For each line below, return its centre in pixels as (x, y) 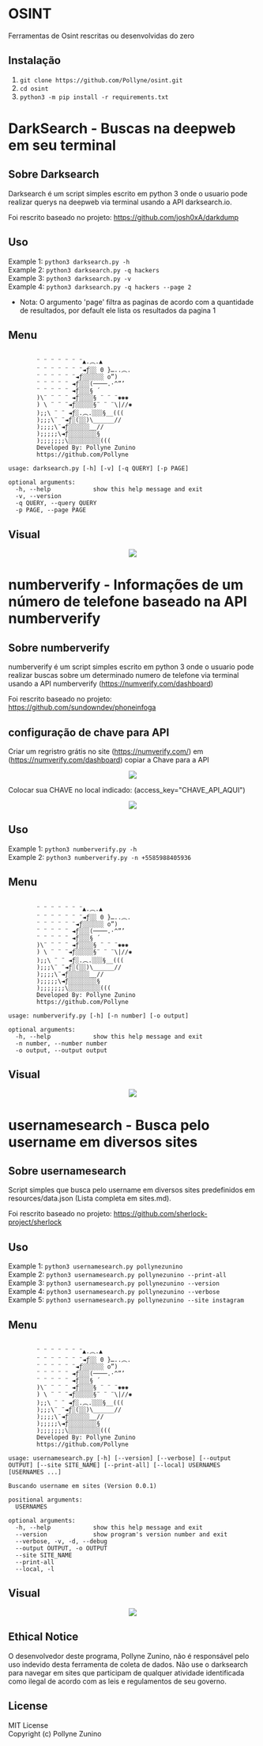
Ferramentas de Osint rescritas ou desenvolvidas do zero (101, 36)
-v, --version (38, 496)
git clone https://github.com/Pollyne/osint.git (101, 80)
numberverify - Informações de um (126, 585)
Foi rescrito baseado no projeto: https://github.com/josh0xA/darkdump (124, 217)
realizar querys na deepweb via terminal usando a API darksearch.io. (120, 202)
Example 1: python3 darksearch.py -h (69, 261)
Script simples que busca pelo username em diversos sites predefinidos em (131, 1190)
